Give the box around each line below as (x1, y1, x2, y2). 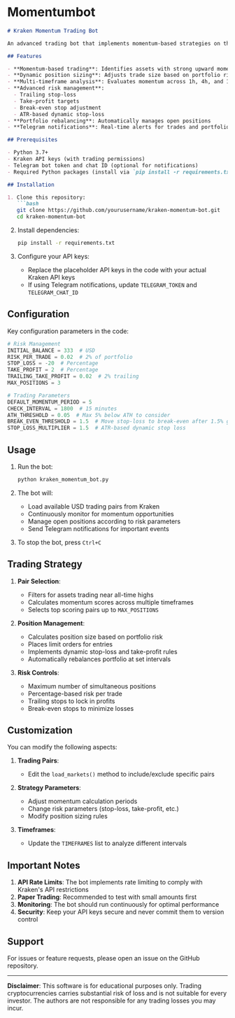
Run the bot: (17, 462, 53, 471)
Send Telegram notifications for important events (27, 524, 169, 532)
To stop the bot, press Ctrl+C (17, 538, 101, 546)
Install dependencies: (17, 226, 80, 234)
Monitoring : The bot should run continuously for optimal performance (17, 900, 220, 909)
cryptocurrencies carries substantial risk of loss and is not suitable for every (7, 989, 227, 998)
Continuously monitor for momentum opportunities (27, 509, 174, 518)
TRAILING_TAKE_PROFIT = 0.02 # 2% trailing (7, 373, 139, 380)
